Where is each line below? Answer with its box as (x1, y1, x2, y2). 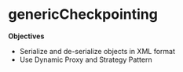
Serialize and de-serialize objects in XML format (19, 46, 175, 56)
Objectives (8, 31, 45, 41)
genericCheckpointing (8, 5, 159, 23)
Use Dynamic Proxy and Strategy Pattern (19, 55, 152, 64)
